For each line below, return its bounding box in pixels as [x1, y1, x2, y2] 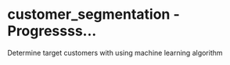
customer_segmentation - [7, 5, 181, 23]
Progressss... [7, 22, 97, 40]
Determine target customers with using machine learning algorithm [7, 48, 224, 57]
